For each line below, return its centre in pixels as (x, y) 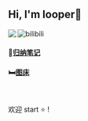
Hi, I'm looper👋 (45, 15)
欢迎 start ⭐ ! (29, 109)
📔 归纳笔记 (24, 53)
